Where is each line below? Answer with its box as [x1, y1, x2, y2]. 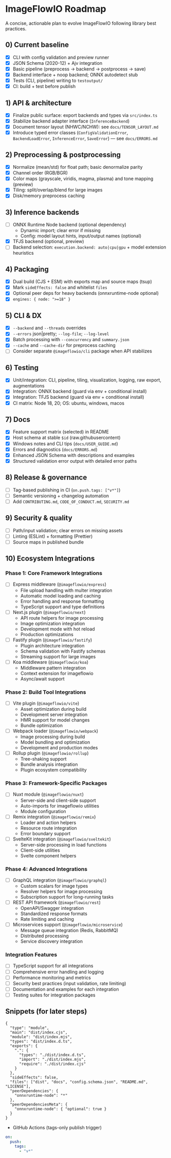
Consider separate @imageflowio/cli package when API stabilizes [12, 348, 153, 354]
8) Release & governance [5, 473, 87, 482]
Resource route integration [20, 824, 77, 831]
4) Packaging [5, 265, 49, 273]
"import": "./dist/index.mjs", [18, 1057, 86, 1062]
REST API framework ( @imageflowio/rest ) [12, 899, 101, 906]
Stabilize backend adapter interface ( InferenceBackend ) [12, 118, 130, 124]
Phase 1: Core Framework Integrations [5, 570, 103, 577]
